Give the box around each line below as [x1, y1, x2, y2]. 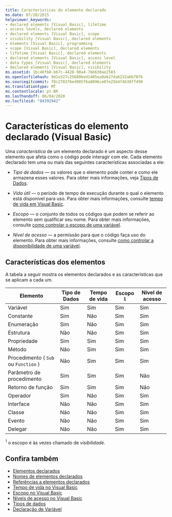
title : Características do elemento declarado [5, 7, 106, 13]
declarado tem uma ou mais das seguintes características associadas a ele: [5, 159, 165, 165]
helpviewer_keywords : [5, 17, 52, 22]
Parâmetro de [8, 369, 41, 376]
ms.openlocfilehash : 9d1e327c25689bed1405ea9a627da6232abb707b [5, 75, 143, 80]
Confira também [5, 454, 59, 463]
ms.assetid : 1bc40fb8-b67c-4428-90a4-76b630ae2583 [5, 70, 116, 75]
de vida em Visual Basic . [12, 201, 65, 207]
